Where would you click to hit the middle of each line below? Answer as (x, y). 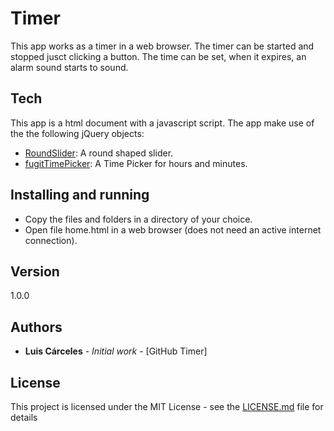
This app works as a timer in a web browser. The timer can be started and (162, 46)
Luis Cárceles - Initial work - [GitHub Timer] (116, 351)
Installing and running (80, 195)
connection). (51, 240)
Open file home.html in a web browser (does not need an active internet (173, 229)
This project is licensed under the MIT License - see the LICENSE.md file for (167, 406)
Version (35, 271)
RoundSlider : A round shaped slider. (99, 153)
